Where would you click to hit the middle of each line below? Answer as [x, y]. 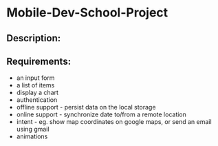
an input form [35, 78]
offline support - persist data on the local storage [86, 107]
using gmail [33, 129]
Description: [34, 38]
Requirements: [39, 61]
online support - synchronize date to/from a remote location [101, 114]
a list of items [35, 85]
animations [32, 136]
